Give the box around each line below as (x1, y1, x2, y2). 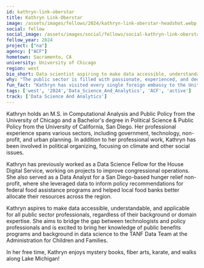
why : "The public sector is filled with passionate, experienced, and (6, 76, 189, 82)
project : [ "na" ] (6, 43, 47, 49)
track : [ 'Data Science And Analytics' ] (6, 93, 107, 99)
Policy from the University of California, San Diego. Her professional (6, 122, 176, 130)
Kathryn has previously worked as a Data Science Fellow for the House (6, 160, 184, 167)
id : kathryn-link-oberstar (6, 8, 75, 15)
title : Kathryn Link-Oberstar (6, 15, 83, 21)
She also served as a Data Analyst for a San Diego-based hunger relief (6, 173, 183, 181)
